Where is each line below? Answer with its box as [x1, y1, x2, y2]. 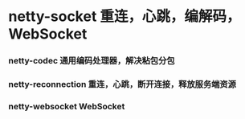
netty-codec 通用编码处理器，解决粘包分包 [8, 55, 175, 67]
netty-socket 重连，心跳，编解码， [8, 7, 241, 26]
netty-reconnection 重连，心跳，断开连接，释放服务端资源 [8, 79, 237, 90]
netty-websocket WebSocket [8, 101, 125, 112]
